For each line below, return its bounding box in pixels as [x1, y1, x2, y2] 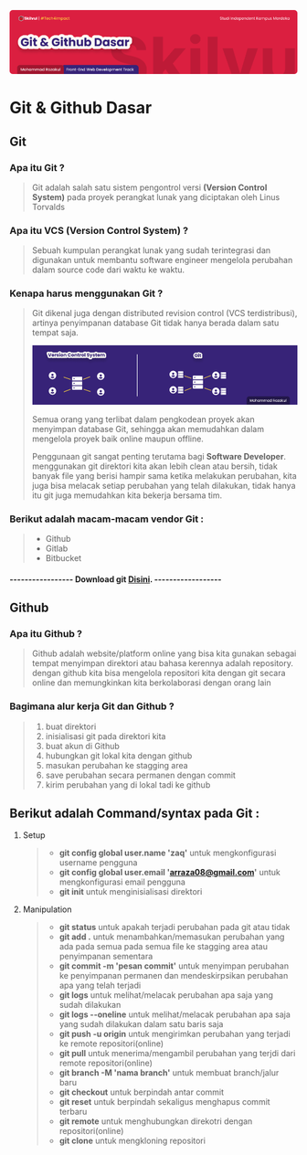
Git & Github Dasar [9, 98, 153, 119]
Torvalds [31, 201, 66, 212]
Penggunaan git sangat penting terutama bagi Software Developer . [31, 450, 286, 461]
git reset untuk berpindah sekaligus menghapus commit [58, 1097, 271, 1107]
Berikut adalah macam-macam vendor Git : [9, 513, 204, 525]
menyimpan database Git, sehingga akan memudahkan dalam [31, 423, 265, 434]
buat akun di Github [45, 740, 121, 751]
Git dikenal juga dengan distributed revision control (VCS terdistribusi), [31, 308, 298, 319]
